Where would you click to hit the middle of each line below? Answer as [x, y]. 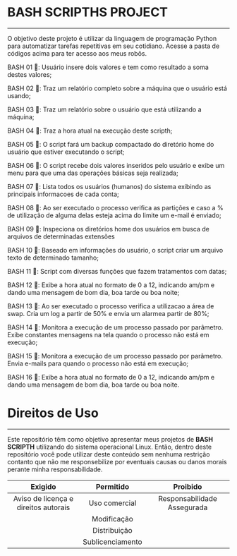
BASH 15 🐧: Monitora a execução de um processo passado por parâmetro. [115, 356]
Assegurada [188, 507]
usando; [19, 95]
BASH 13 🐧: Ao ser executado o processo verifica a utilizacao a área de [111, 306]
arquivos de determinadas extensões [61, 236]
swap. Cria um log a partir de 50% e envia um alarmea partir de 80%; [108, 313]
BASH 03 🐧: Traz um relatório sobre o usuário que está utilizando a [105, 109]
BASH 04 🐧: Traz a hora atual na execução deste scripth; [90, 131]
